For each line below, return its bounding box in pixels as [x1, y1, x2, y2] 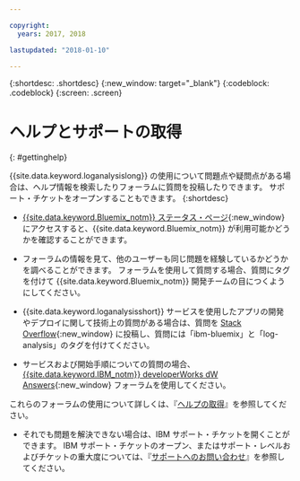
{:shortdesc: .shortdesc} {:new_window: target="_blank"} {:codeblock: [9, 78, 270, 89]
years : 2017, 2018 [17, 29, 87, 39]
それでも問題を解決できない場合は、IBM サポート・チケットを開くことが [21, 429, 290, 440]
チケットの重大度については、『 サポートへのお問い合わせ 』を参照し [38, 451, 286, 462]
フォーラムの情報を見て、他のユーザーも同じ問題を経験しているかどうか [21, 253, 288, 265]
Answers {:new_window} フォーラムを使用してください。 [21, 380, 231, 390]
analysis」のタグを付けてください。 [21, 340, 155, 351]
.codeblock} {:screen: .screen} [9, 87, 123, 99]
